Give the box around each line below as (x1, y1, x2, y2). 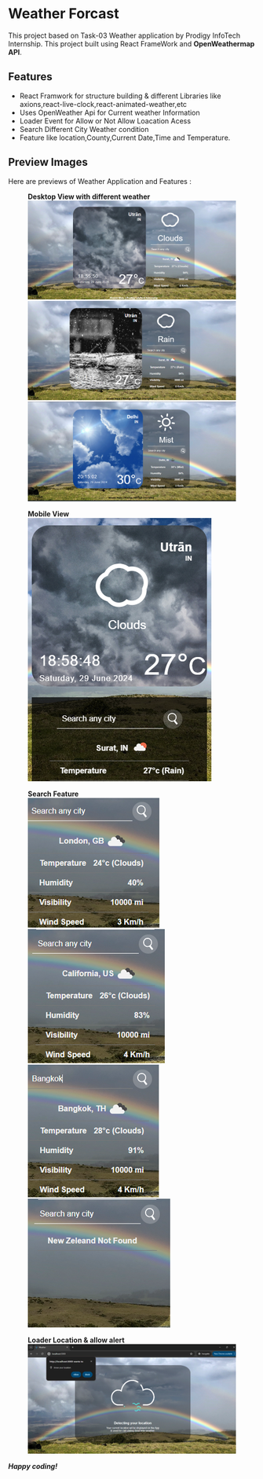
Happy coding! (8, 1462, 58, 1471)
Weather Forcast (8, 5, 119, 23)
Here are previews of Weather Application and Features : (8, 176, 192, 185)
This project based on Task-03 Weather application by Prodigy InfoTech (8, 31, 241, 40)
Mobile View (27, 508, 69, 519)
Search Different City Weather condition (19, 124, 149, 134)
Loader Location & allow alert (27, 1335, 125, 1345)
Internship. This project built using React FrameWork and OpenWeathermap (8, 39, 255, 48)
